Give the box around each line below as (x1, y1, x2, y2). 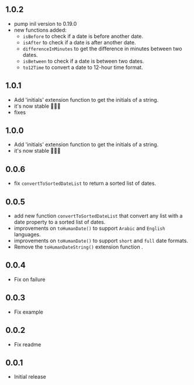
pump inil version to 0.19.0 (13, 20, 77, 27)
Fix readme (13, 341, 41, 348)
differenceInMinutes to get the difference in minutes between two (22, 45, 182, 52)
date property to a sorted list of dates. (13, 219, 106, 226)
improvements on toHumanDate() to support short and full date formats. (13, 237, 188, 245)
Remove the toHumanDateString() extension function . (13, 243, 144, 250)
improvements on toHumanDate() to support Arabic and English (13, 225, 165, 232)
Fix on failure (13, 276, 46, 283)
